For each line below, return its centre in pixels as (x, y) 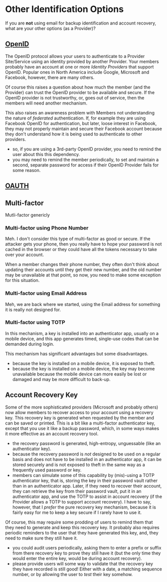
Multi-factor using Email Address (46, 293)
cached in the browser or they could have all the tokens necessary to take (81, 249)
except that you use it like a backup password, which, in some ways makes (82, 428)
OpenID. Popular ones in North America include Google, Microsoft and (77, 72)
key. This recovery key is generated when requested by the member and (80, 417)
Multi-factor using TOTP (35, 322)
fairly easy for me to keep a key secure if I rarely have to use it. (77, 512)
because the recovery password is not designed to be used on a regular (86, 454)
